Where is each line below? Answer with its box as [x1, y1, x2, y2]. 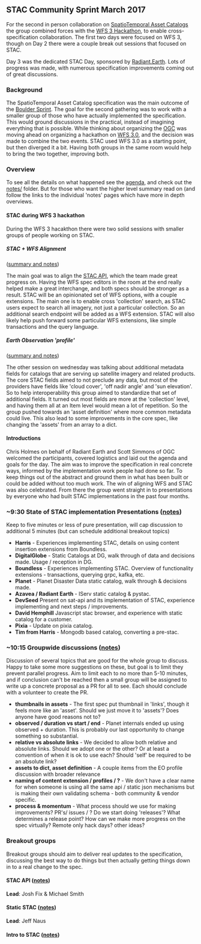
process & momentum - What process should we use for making [14, 802, 176, 810]
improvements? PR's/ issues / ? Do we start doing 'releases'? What [14, 809, 181, 816]
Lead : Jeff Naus [6, 918, 46, 925]
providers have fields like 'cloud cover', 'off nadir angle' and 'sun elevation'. [6, 382, 193, 389]
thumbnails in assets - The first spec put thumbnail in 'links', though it [14, 700, 190, 708]
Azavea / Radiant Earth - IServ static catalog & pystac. [14, 591, 151, 598]
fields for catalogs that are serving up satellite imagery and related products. [6, 370, 196, 377]
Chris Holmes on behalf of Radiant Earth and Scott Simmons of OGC [6, 448, 175, 455]
